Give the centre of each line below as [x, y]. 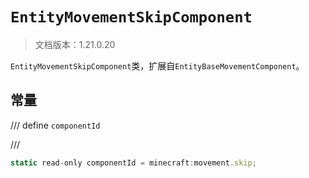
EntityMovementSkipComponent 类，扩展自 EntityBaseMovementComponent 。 [157, 65]
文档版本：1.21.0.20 [75, 44]
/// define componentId [55, 125]
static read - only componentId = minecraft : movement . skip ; [133, 163]
